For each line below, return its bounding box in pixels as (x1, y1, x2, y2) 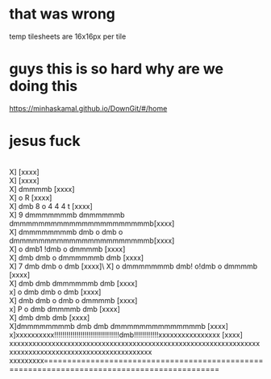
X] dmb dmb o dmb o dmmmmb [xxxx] (9, 295, 138, 305)
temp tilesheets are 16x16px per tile (9, 31, 127, 41)
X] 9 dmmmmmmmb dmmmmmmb (9, 210, 125, 219)
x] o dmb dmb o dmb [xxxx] (9, 287, 102, 297)
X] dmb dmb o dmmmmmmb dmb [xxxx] (9, 252, 144, 262)
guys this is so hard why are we (9, 60, 224, 78)
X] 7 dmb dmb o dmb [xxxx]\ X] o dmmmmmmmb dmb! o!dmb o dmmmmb (9, 261, 258, 271)
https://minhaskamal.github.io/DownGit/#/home (9, 103, 168, 113)
